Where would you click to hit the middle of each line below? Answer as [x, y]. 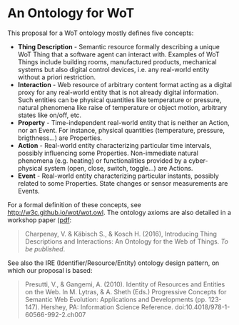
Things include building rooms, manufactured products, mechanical [117, 61]
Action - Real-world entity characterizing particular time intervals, [115, 145]
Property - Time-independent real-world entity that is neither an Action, [123, 122]
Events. [29, 191]
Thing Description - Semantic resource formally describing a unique [118, 46]
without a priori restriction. [57, 77]
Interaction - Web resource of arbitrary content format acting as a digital [124, 84]
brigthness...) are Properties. [60, 138]
